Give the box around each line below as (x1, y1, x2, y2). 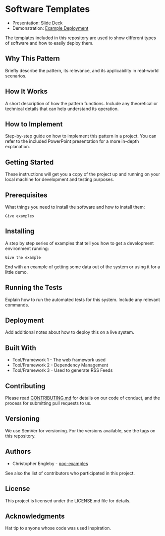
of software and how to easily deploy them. (5, 40, 94, 46)
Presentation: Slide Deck (12, 20, 63, 26)
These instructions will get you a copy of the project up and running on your (5, 171, 160, 177)
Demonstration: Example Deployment (12, 25, 89, 31)
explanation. (5, 144, 31, 150)
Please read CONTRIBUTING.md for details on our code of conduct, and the (5, 395, 160, 401)
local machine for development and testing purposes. (5, 177, 114, 182)
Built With (5, 344, 36, 352)
